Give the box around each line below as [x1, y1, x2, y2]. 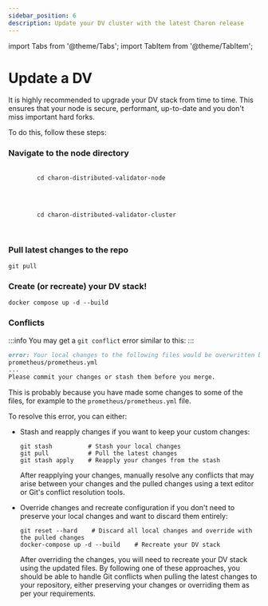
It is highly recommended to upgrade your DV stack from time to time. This [8, 95, 254, 105]
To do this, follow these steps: [8, 128, 107, 137]
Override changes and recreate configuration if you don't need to [19, 503, 235, 513]
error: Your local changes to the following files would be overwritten [8, 351, 255, 359]
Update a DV [8, 69, 93, 87]
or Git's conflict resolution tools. [19, 488, 125, 497]
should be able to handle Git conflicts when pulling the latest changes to [19, 572, 258, 581]
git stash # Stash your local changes [19, 442, 181, 451]
